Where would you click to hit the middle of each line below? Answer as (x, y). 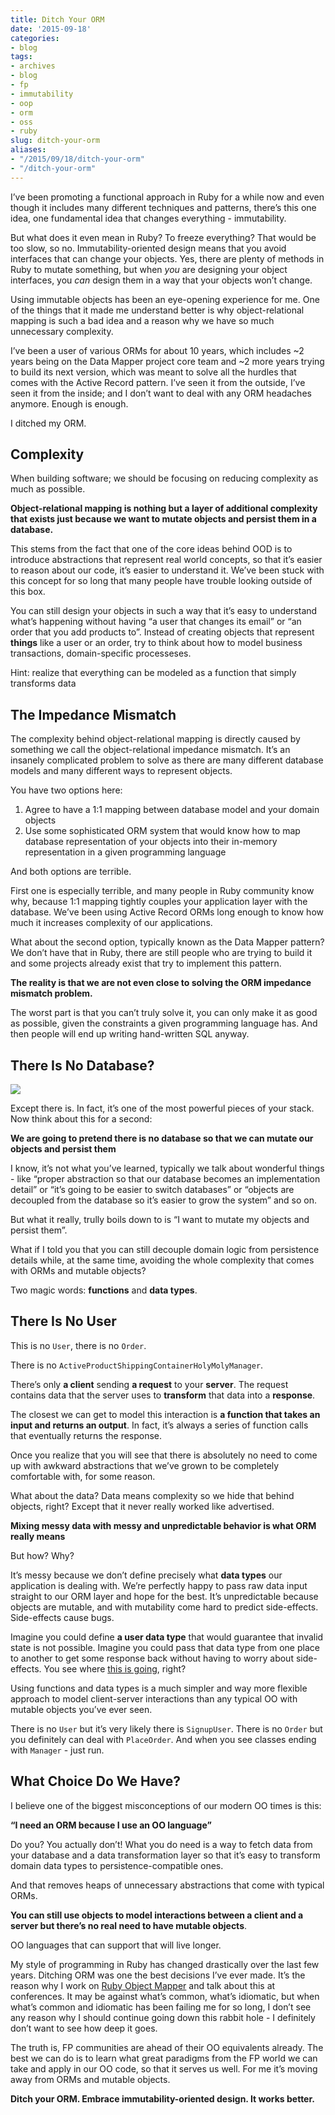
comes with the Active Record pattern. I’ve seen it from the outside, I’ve (158, 382)
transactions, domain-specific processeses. (101, 653)
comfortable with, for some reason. (83, 1476)
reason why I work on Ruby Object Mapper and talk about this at (143, 1985)
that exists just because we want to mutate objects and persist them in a (163, 519)
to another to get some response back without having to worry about (152, 1658)
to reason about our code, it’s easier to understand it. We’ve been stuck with (167, 570)
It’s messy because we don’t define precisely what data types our (146, 1575)
